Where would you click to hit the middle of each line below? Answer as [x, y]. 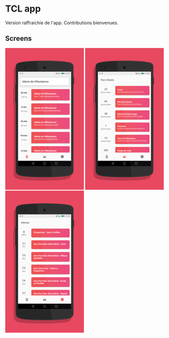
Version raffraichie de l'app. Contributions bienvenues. [62, 23]
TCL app [23, 9]
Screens [18, 39]
